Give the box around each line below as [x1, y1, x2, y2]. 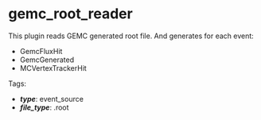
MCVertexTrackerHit [19, 63, 88, 72]
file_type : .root [19, 103, 69, 112]
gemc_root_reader [8, 5, 133, 23]
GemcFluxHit [19, 46, 63, 56]
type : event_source [19, 94, 84, 103]
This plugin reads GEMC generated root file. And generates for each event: [8, 31, 255, 41]
